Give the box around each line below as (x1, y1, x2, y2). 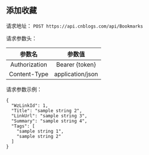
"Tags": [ (11, 123, 35, 129)
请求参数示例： (6, 86, 42, 93)
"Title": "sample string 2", (11, 107, 82, 113)
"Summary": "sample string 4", (11, 118, 88, 124)
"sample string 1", (16, 128, 64, 134)
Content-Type (9, 70, 48, 78)
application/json (54, 70, 98, 78)
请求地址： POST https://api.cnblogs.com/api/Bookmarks (6, 22, 143, 29)
